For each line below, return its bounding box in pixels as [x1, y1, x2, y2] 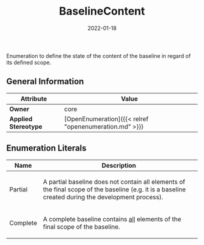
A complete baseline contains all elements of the [42, 215, 182, 223]
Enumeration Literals [6, 143, 87, 154]
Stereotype [9, 122, 42, 130]
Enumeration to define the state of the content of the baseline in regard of [6, 52, 191, 59]
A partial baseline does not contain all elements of [42, 177, 185, 186]
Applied [9, 115, 33, 123]
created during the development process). [42, 193, 164, 201]
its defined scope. [6, 59, 52, 66]
